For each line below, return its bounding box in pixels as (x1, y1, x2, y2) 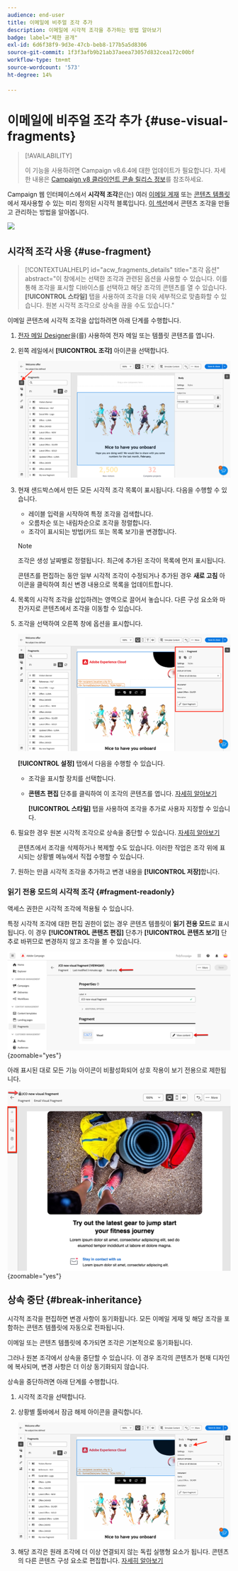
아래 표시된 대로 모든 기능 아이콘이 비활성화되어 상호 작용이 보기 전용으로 (7, 1065, 208, 1074)
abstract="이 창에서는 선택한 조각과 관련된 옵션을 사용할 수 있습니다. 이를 (24, 274, 228, 283)
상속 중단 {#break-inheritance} (7, 1294, 143, 1306)
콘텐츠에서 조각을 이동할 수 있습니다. (42, 604, 143, 612)
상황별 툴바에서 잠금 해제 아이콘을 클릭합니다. (17, 1407, 143, 1416)
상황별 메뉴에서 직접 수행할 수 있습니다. (36, 852, 145, 861)
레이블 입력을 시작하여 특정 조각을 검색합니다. (28, 509, 154, 518)
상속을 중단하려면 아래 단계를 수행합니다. (7, 1377, 119, 1386)
